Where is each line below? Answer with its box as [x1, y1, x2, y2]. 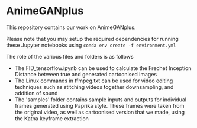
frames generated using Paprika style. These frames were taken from [14, 102, 185, 109]
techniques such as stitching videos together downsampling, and [14, 83, 174, 90]
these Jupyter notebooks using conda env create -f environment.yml [6, 41, 176, 49]
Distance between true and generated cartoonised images [14, 71, 157, 78]
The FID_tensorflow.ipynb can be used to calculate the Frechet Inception [14, 64, 192, 72]
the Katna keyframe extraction [14, 114, 89, 122]
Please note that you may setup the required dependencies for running [6, 35, 179, 42]
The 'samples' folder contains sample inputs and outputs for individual [14, 96, 186, 103]
